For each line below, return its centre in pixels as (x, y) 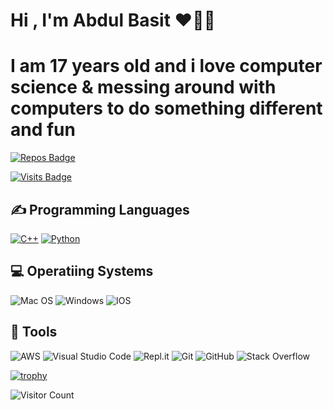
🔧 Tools (34, 332)
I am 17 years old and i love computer (166, 66)
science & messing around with (143, 87)
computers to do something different (166, 108)
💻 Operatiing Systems (82, 271)
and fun (43, 130)
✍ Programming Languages (100, 209)
